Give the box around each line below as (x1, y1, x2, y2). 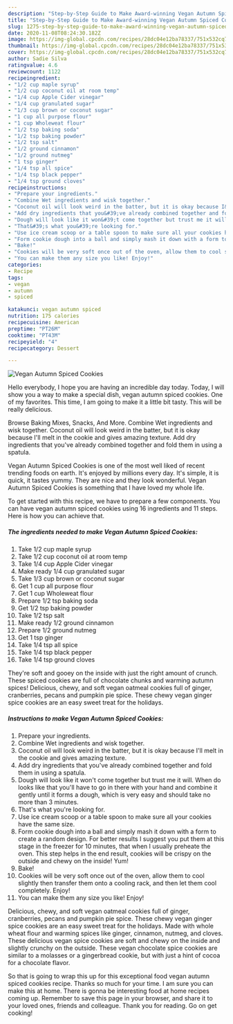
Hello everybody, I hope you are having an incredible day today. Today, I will (8, 383, 225, 391)
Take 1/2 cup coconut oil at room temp (17, 552, 127, 561)
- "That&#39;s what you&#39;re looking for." (8, 222, 141, 229)
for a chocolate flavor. (8, 959, 71, 967)
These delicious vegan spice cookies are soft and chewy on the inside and (8, 937, 221, 945)
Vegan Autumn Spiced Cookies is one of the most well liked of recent (8, 461, 205, 470)
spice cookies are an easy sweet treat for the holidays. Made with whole (8, 922, 214, 930)
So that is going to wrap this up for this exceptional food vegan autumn (8, 972, 210, 980)
